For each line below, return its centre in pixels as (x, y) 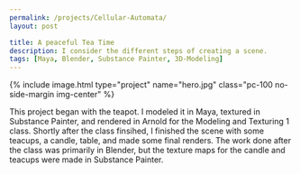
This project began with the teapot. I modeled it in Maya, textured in (135, 112)
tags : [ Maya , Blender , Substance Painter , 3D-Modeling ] (116, 60)
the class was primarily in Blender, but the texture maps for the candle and (147, 151)
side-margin (32, 95)
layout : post (34, 26)
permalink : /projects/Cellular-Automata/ (88, 18)
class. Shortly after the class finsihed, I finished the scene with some (136, 131)
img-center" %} (86, 95)
